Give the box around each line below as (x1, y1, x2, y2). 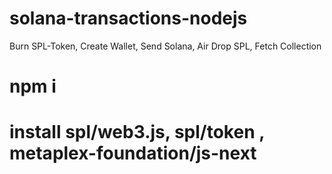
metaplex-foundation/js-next (9, 142, 257, 165)
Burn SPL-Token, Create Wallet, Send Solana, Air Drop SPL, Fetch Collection (9, 40, 322, 52)
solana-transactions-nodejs (9, 7, 248, 30)
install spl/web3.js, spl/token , (9, 121, 265, 144)
